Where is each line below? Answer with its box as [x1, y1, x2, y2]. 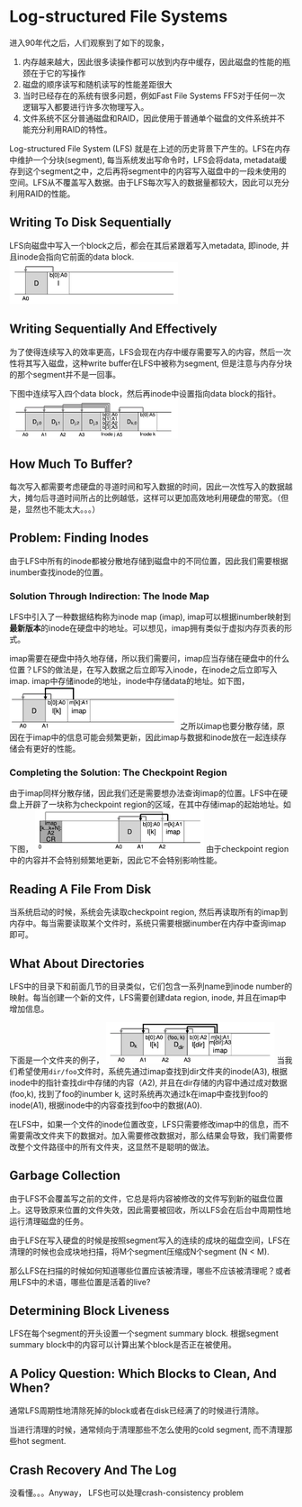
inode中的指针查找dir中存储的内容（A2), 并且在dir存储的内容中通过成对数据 [9, 1077, 288, 1088]
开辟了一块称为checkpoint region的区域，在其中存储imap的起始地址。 [24, 799, 284, 810]
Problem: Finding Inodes [9, 530, 149, 546]
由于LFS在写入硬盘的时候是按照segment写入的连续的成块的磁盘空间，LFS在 [9, 1235, 290, 1246]
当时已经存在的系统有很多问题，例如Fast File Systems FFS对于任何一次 [22, 90, 286, 101]
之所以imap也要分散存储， [179, 720, 278, 731]
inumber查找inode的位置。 [9, 566, 108, 578]
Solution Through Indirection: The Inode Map [9, 589, 209, 602]
